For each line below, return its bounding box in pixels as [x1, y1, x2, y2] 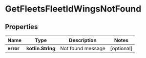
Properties [5, 23, 38, 31]
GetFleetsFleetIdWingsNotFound [5, 3, 142, 14]
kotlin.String [26, 45, 56, 52]
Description [69, 37, 97, 43]
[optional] [110, 45, 133, 52]
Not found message [60, 45, 106, 52]
